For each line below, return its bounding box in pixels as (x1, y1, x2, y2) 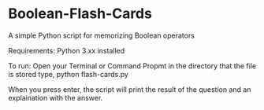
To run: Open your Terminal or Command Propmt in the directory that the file (8, 60, 257, 71)
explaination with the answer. (8, 93, 103, 102)
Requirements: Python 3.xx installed (8, 46, 125, 55)
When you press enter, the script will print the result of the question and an (8, 84, 251, 94)
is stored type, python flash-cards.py (8, 69, 128, 79)
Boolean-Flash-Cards (8, 5, 152, 23)
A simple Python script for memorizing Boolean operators (8, 31, 195, 40)
